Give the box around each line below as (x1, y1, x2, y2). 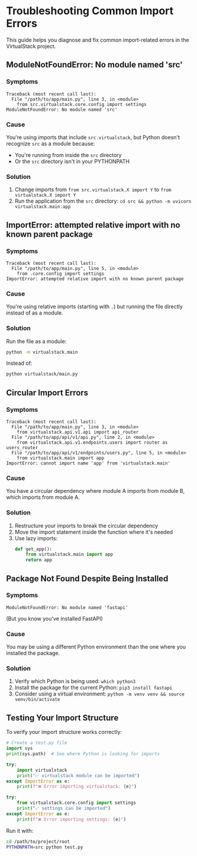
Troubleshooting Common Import (6, 4, 174, 18)
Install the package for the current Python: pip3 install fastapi (14, 684, 173, 691)
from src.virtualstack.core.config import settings (17, 101, 147, 107)
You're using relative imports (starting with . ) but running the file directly (6, 303, 183, 310)
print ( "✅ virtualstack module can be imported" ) (17, 772, 140, 778)
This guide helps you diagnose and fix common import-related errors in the (6, 36, 189, 43)
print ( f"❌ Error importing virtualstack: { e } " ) (17, 784, 137, 790)
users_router (6, 444, 38, 451)
